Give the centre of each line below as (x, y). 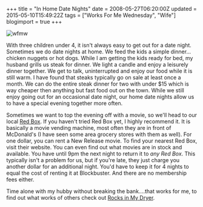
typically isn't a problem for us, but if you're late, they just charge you (93, 160)
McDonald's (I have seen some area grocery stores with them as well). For (99, 134)
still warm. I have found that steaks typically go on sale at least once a (94, 77)
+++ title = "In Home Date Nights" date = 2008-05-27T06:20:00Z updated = (101, 9)
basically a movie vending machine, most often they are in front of (89, 128)
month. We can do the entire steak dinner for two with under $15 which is (98, 84)
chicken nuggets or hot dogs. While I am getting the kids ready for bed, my (100, 58)
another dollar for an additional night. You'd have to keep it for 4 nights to (98, 167)
